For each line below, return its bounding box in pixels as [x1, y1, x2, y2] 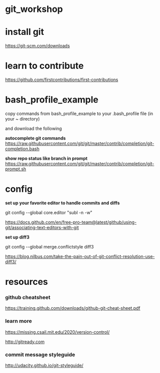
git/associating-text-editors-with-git [5, 224, 79, 230]
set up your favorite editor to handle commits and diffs [5, 200, 120, 206]
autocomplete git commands [5, 135, 66, 141]
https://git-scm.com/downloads [5, 43, 70, 49]
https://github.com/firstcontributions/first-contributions [5, 77, 118, 83]
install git [5, 26, 44, 38]
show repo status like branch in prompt [5, 155, 88, 161]
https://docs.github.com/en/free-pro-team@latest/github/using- [5, 219, 137, 225]
